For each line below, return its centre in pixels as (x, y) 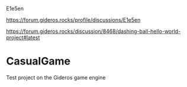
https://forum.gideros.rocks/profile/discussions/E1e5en (73, 20)
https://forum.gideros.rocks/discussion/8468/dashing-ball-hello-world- (93, 31)
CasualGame (38, 61)
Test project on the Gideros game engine (56, 77)
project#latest (23, 37)
